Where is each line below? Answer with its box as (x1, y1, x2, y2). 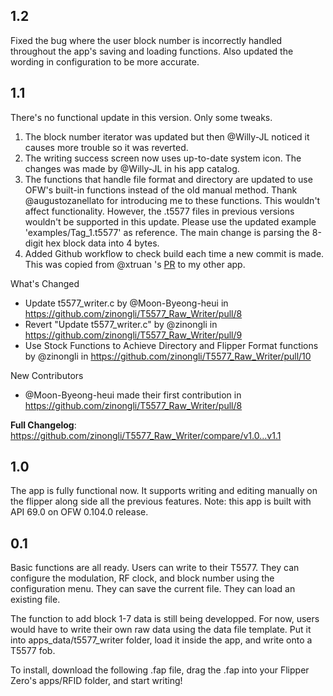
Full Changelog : (10, 419, 77, 431)
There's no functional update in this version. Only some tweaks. (10, 111, 273, 123)
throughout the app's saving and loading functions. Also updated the (10, 45, 294, 57)
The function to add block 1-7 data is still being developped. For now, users (10, 613, 320, 625)
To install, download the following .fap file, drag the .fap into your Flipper (10, 664, 310, 676)
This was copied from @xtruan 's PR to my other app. (24, 258, 246, 270)
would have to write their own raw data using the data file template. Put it (10, 624, 312, 636)
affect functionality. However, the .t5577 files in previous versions (24, 205, 295, 217)
